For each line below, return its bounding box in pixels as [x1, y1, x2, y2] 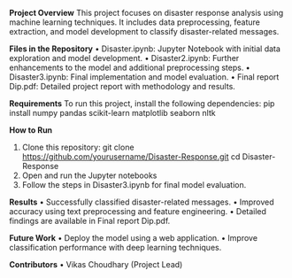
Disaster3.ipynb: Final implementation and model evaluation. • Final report [9, 72, 280, 82]
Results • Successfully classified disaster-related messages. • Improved [9, 197, 274, 207]
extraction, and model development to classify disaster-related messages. [9, 27, 280, 36]
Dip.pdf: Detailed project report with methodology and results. [9, 81, 236, 91]
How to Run [9, 125, 53, 135]
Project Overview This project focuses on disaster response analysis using [9, 8, 284, 18]
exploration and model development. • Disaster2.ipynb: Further [9, 53, 240, 63]
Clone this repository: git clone [21, 142, 134, 152]
